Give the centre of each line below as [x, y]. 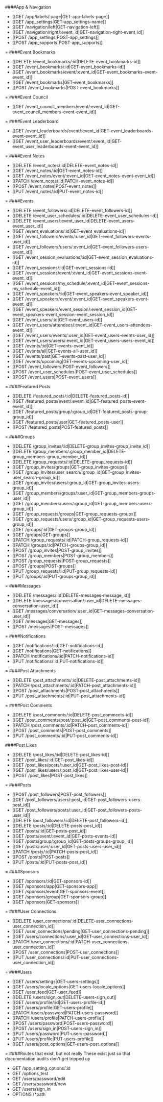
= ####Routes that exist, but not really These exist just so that [68, 1053]
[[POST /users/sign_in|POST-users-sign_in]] [57, 1028]
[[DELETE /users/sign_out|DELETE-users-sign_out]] [64, 997]
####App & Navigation [28, 7]
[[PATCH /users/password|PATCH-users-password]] [65, 1013]
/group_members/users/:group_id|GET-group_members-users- [89, 503]
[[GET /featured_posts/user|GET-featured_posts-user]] [68, 422]
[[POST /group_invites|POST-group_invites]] [57, 550]
